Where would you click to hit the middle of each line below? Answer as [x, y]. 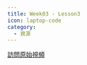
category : [22, 27]
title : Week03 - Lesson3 [44, 14]
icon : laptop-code [34, 20]
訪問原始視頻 [26, 54]
